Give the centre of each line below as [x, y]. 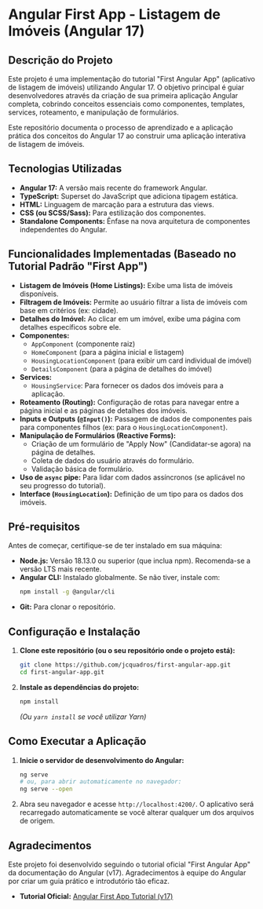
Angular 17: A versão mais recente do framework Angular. [113, 188]
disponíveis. [39, 294]
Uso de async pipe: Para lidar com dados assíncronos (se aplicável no [132, 477]
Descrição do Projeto [60, 60]
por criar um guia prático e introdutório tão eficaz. [89, 881]
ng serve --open [46, 789]
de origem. [37, 821]
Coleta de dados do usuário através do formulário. [113, 460]
